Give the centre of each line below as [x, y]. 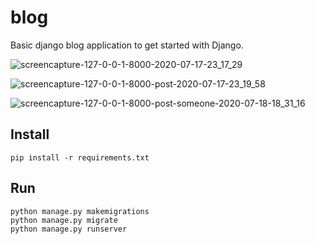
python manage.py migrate [64, 220]
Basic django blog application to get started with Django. [127, 45]
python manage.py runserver [69, 229]
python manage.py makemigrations [80, 211]
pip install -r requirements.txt [80, 157]
